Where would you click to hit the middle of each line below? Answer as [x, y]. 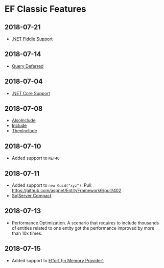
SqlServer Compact [32, 196]
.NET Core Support [31, 93]
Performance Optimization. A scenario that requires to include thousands [85, 223]
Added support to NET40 [35, 158]
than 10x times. [27, 233]
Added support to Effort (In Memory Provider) [58, 260]
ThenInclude [24, 131]
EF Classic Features [46, 9]
